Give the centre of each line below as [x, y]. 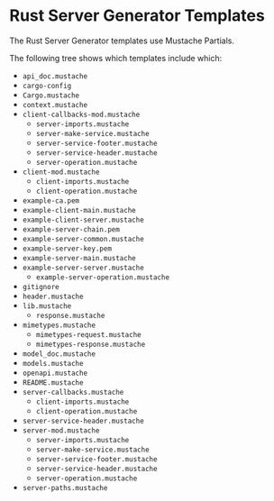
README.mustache [53, 383]
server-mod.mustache [61, 430]
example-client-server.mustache [83, 220]
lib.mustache [47, 306]
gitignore [41, 287]
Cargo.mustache [51, 96]
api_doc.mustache [55, 76]
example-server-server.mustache [83, 268]
